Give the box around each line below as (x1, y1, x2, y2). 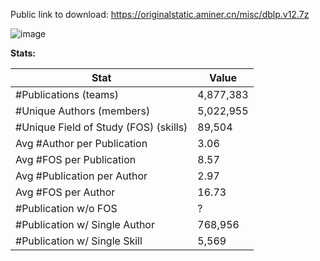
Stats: (10, 47, 37, 59)
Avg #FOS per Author (15, 185, 116, 199)
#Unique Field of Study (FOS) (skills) (15, 120, 188, 134)
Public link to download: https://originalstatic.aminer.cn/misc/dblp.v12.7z (10, 9, 310, 20)
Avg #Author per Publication (15, 137, 148, 150)
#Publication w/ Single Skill (15, 234, 143, 248)
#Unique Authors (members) (15, 104, 151, 118)
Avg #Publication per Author (15, 169, 148, 183)
